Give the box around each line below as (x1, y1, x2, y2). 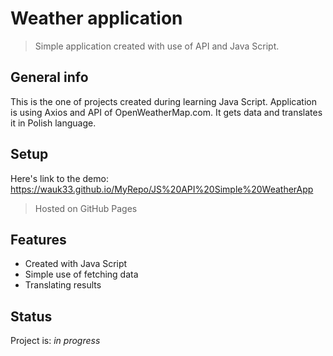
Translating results (24, 279, 102, 291)
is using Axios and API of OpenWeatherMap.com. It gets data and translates (10, 106, 323, 118)
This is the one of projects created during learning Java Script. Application (10, 95, 317, 107)
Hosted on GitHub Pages (34, 202, 138, 214)
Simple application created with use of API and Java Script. (34, 40, 280, 52)
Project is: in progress (10, 335, 101, 347)
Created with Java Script (24, 258, 128, 270)
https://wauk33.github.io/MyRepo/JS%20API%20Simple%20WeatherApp (10, 183, 314, 195)
